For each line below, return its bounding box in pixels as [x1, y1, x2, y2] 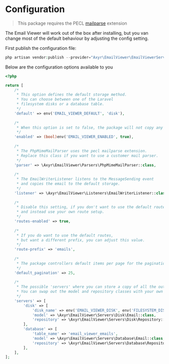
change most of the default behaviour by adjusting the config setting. [5, 35, 149, 41]
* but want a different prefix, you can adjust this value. [16, 237, 145, 242]
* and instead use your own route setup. [16, 209, 105, 215]
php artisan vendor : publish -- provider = [5, 54, 92, 60]
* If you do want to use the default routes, [16, 233, 114, 238]
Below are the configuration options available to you [5, 64, 113, 70]
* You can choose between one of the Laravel [16, 97, 114, 102]
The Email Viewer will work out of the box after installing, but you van [5, 30, 148, 36]
